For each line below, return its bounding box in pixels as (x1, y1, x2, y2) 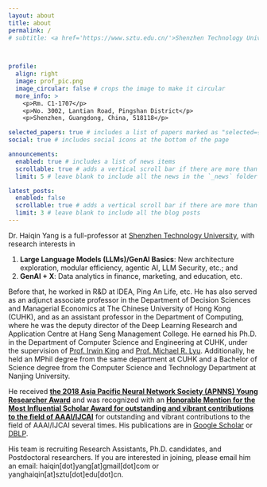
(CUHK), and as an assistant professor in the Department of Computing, (8, 311, 244, 322)
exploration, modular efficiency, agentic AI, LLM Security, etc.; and (19, 263, 238, 272)
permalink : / (8, 26, 52, 34)
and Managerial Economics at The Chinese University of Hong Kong (8, 303, 231, 313)
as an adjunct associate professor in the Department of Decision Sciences (8, 295, 251, 304)
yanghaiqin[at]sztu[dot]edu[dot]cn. (8, 470, 124, 479)
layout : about (8, 11, 56, 20)
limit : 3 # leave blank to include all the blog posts (15, 209, 201, 217)
